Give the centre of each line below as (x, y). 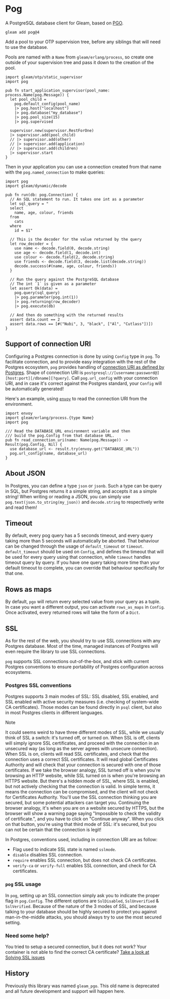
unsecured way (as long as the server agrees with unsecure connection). (82, 749)
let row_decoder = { (31, 244)
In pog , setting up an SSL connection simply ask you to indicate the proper (82, 895)
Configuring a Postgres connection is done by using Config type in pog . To (83, 356)
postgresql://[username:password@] (122, 373)
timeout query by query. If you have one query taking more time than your (82, 562)
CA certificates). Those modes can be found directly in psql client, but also (84, 707)
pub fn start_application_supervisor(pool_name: (58, 90)
